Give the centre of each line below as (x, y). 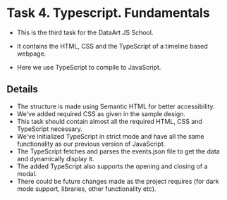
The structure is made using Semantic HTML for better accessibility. (116, 106)
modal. (27, 173)
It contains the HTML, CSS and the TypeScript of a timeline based (112, 46)
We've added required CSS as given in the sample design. (101, 113)
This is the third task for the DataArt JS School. (85, 32)
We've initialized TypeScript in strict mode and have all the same (110, 136)
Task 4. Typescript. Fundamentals (108, 13)
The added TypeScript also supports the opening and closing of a (112, 166)
